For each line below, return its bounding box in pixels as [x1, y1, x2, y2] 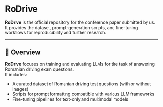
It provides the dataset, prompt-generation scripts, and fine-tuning [5, 24, 138, 30]
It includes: [5, 71, 27, 77]
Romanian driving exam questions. [5, 66, 74, 72]
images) [12, 86, 29, 92]
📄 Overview [5, 48, 41, 57]
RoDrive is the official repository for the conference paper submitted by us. [5, 19, 156, 25]
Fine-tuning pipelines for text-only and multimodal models [12, 96, 129, 102]
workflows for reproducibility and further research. [5, 30, 107, 35]
